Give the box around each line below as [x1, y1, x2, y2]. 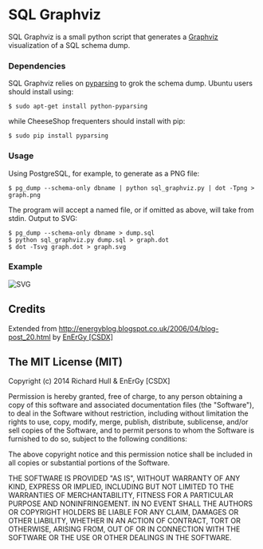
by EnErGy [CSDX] [52, 332, 114, 342]
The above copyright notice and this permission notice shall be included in [8, 449, 253, 460]
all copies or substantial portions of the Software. [8, 458, 170, 468]
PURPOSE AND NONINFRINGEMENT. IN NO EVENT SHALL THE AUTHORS [8, 499, 253, 508]
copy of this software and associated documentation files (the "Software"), [8, 401, 255, 410]
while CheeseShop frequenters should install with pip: [8, 117, 186, 126]
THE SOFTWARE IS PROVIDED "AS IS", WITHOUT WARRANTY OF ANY [8, 473, 241, 484]
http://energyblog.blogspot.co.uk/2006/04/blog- [58, 323, 219, 333]
